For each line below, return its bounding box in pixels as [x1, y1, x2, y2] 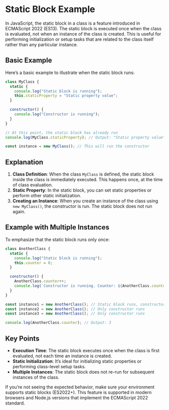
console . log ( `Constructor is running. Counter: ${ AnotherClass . [14, 283, 152, 288]
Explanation [5, 157, 44, 167]
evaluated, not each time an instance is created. [12, 353, 112, 359]
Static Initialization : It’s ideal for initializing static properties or [12, 358, 142, 364]
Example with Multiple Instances [5, 223, 110, 232]
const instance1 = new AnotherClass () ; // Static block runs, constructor [5, 302, 165, 307]
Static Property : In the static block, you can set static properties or [12, 187, 152, 193]
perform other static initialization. [12, 193, 81, 199]
